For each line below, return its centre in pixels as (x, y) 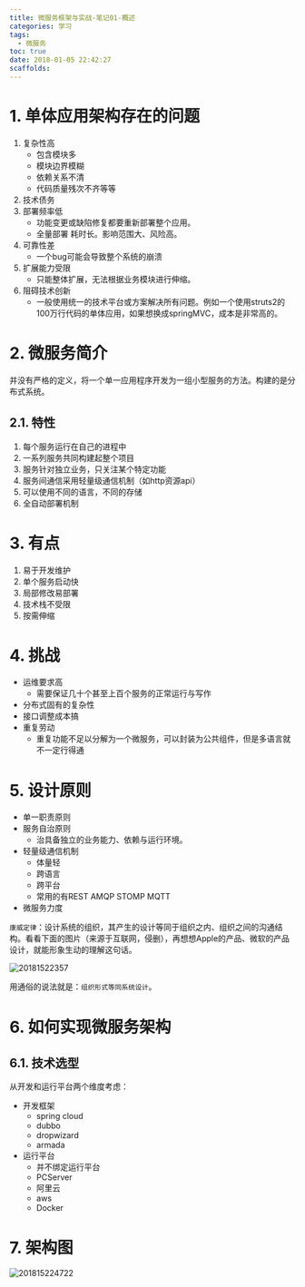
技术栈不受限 (46, 604)
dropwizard (57, 1135)
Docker (49, 1208)
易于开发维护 (46, 570)
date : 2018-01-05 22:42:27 (60, 60)
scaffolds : (30, 69)
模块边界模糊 (60, 165)
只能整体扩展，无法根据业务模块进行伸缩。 (116, 279)
